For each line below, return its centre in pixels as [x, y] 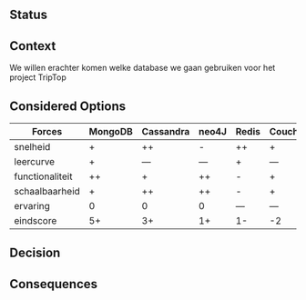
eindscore [36, 221]
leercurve [35, 162]
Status [29, 15]
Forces [47, 132]
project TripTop [38, 77]
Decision [35, 253]
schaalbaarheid [47, 192]
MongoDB [111, 132]
